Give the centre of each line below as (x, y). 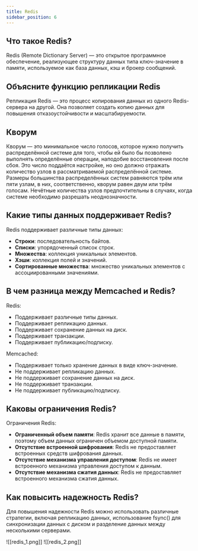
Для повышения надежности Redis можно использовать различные (92, 512)
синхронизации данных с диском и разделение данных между (86, 524)
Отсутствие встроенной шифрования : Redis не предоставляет (95, 447)
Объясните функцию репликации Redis (83, 87)
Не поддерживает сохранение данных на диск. (75, 377)
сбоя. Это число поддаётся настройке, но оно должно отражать (88, 165)
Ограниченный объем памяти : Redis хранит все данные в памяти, (100, 435)
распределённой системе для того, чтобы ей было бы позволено (89, 152)
